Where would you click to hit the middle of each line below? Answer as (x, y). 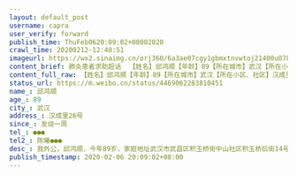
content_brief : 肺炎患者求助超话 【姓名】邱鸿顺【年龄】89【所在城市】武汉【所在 (145, 67)
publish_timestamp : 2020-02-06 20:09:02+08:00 (96, 157)
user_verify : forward (49, 34)
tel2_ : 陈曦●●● (36, 141)
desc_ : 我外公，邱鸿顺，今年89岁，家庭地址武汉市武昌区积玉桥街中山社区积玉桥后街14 (146, 148)
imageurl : (27, 58)
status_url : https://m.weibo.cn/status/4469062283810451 (116, 83)
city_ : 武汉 (30, 108)
